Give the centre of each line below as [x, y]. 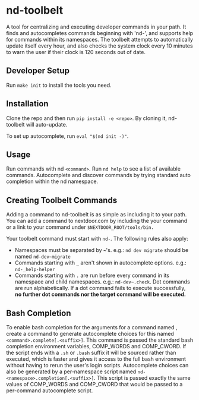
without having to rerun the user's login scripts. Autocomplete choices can [97, 365]
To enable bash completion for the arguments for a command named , [92, 327]
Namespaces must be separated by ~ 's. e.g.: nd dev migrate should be [102, 250]
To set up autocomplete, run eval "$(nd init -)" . [67, 136]
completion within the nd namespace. [52, 181]
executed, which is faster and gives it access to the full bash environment [96, 359]
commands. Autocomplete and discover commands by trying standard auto [99, 175]
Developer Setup [38, 71]
